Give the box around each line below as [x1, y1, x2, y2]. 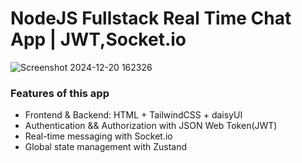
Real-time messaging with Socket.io [24, 130, 173, 142]
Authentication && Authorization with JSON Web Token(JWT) [24, 120, 278, 132]
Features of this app [10, 86, 110, 100]
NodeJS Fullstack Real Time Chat [10, 7, 292, 30]
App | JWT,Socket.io [10, 28, 187, 51]
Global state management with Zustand [24, 141, 188, 153]
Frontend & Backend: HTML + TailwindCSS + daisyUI [24, 109, 243, 121]
